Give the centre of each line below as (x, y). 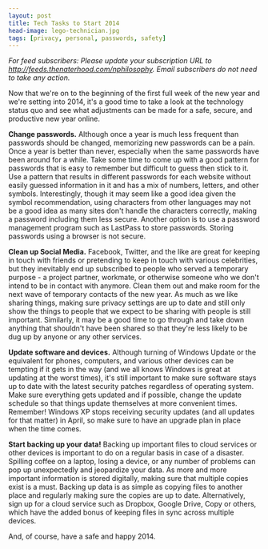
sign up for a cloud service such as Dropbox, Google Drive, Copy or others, (132, 504)
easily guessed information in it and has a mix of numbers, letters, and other (134, 186)
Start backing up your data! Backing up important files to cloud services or (133, 444)
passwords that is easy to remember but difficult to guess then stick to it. (129, 168)
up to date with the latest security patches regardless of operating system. (131, 387)
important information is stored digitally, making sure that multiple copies (128, 479)
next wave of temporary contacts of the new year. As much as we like (123, 295)
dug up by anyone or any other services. (75, 337)
